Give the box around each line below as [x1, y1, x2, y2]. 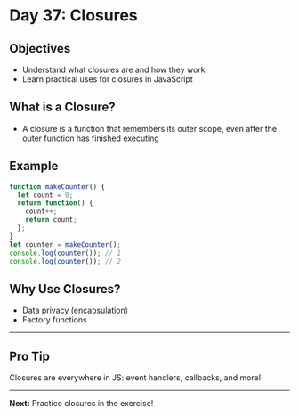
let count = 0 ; [17, 191, 74, 200]
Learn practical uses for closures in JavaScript [21, 74, 193, 85]
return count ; [25, 216, 77, 224]
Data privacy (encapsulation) [21, 305, 129, 316]
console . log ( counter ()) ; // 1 [9, 249, 122, 257]
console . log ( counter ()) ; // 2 [9, 257, 122, 265]
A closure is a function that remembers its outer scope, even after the [21, 123, 278, 134]
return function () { [17, 199, 93, 208]
